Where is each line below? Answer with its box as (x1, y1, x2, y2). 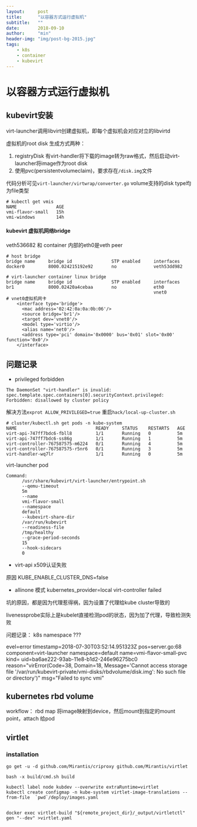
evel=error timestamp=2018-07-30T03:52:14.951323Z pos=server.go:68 (6, 643, 182, 650)
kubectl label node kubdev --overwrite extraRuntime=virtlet (6, 785, 159, 790)
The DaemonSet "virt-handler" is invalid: (6, 387, 112, 393)
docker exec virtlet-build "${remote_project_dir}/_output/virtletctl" (6, 810, 185, 816)
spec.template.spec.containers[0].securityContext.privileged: (6, 392, 165, 398)
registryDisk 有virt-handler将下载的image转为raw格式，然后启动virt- (14, 152, 181, 159)
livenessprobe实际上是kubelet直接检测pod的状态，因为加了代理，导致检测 (6, 611, 186, 618)
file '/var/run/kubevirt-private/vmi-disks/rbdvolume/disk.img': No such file (6, 668, 186, 675)
